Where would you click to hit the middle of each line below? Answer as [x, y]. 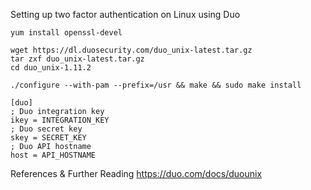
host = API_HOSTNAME [53, 155]
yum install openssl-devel [66, 33]
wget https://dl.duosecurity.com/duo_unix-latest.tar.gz [131, 50]
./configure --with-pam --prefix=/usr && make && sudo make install [156, 85]
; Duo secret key [46, 129]
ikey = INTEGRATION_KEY [60, 120]
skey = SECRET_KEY [48, 138]
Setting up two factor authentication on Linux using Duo [125, 14]
